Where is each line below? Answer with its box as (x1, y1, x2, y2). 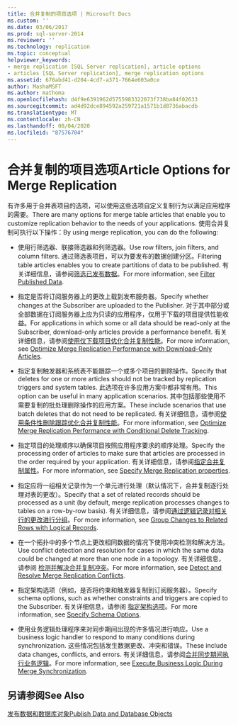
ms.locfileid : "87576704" (7, 129, 84, 136)
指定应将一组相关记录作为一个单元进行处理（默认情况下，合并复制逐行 (17, 481, 223, 490)
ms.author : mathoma (7, 89, 65, 96)
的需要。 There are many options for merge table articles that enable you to (7, 210, 226, 219)
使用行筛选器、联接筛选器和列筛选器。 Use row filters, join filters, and (17, 243, 220, 252)
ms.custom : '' (7, 17, 50, 24)
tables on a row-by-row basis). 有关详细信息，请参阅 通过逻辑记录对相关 (17, 507, 227, 515)
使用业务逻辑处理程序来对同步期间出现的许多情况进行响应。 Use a (17, 625, 209, 634)
